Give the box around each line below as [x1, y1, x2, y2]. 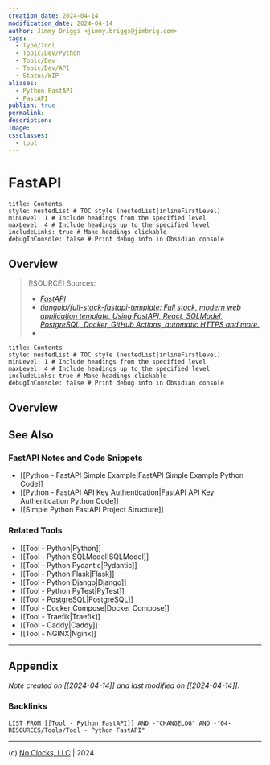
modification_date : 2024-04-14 [8, 19, 113, 27]
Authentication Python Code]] [19, 496, 119, 506]
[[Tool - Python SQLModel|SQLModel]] [19, 552, 149, 561]
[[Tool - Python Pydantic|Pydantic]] [19, 560, 138, 570]
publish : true [8, 101, 56, 109]
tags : [8, 34, 27, 43]
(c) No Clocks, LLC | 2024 [8, 747, 95, 757]
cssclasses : [8, 131, 48, 139]
